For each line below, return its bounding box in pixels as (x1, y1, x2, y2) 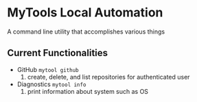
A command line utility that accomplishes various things (7, 27, 165, 36)
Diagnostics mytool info (16, 80, 86, 88)
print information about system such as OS (27, 87, 149, 95)
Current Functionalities (7, 47, 108, 59)
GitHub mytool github (16, 65, 79, 73)
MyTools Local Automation (7, 5, 163, 21)
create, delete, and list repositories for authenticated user (27, 73, 190, 81)
